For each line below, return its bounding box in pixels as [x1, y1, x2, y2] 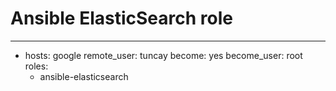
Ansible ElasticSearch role [10, 7, 233, 30]
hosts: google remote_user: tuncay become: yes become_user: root [24, 49, 303, 61]
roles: [24, 60, 49, 72]
